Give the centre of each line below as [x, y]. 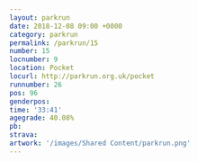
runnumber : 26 [36, 85]
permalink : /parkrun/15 [54, 43]
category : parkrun [44, 34]
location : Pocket [42, 68]
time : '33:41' [36, 110]
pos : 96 [24, 93]
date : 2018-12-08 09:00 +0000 [66, 26]
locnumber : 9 [34, 59]
